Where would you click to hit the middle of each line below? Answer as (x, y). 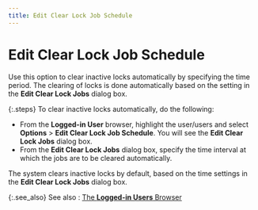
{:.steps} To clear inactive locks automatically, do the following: (111, 109)
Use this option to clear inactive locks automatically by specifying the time (129, 77)
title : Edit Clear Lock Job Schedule (70, 15)
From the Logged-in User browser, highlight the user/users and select (134, 124)
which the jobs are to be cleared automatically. (96, 158)
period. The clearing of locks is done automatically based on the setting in (129, 85)
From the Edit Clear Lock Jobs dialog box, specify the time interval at (133, 149)
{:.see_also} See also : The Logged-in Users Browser (95, 197)
